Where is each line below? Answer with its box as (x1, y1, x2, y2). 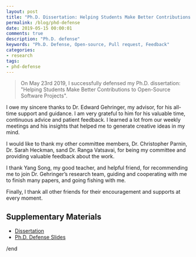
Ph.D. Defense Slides (14, 234, 66, 241)
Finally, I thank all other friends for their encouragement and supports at (6, 188, 181, 196)
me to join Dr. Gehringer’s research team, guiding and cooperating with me (6, 171, 187, 178)
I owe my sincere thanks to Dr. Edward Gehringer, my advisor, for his (6, 104, 172, 111)
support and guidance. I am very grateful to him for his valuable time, (18, 110, 185, 117)
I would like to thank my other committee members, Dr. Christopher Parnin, (6, 140, 187, 148)
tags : (6, 58, 19, 64)
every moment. (6, 194, 43, 201)
